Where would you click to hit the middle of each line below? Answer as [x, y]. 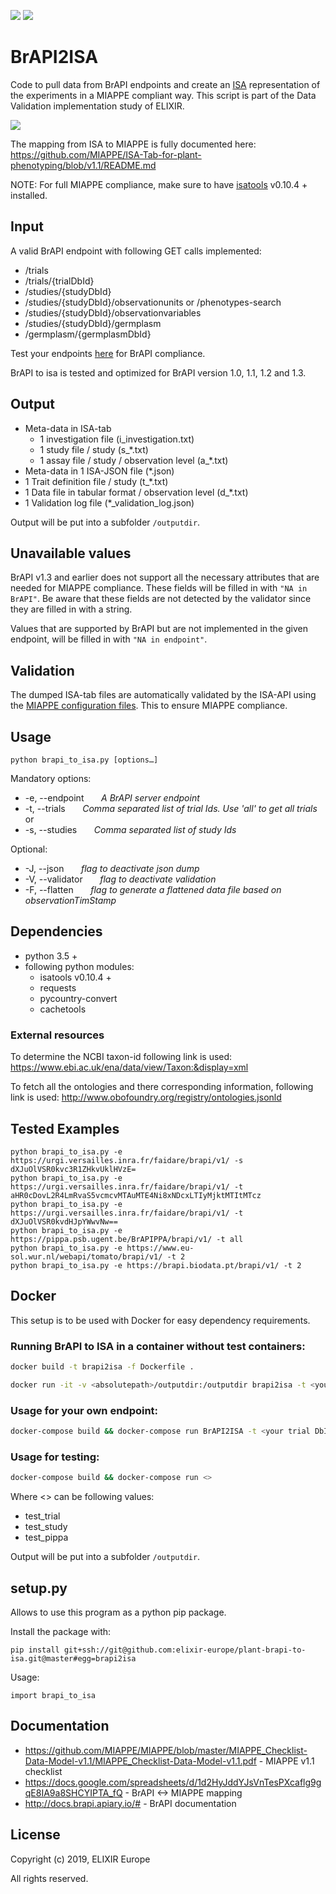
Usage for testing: [55, 1457]
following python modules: [79, 966]
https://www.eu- [160, 1248]
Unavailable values [71, 553]
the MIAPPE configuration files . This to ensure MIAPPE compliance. [149, 706]
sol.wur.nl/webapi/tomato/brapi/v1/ [86, 1256]
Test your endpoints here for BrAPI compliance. [108, 353]
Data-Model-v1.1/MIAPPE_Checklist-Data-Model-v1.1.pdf [140, 1761]
